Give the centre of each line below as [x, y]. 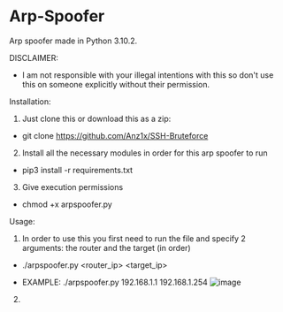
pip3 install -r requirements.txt [77, 170]
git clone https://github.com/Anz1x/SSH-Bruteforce [115, 135]
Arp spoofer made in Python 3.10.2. [73, 41]
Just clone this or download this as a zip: [96, 118]
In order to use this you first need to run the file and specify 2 [134, 238]
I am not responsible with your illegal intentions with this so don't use [148, 75]
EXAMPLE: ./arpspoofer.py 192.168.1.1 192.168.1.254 [115, 282]
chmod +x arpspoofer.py [67, 204]
